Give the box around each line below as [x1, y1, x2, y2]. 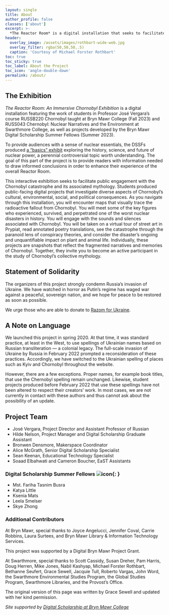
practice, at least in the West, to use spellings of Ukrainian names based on [5, 340, 161, 346]
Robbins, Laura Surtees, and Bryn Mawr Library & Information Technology [5, 532, 158, 539]
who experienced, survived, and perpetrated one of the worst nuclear [5, 210, 150, 216]
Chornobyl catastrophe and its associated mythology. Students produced [5, 183, 157, 189]
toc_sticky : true [5, 59, 42, 64]
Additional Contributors [5, 516, 64, 523]
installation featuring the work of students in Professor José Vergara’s [5, 110, 150, 116]
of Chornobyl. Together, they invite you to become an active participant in [5, 247, 158, 253]
